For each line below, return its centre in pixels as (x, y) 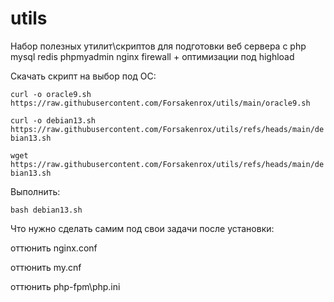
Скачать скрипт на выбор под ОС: (83, 76)
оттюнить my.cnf (46, 267)
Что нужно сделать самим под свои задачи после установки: (142, 228)
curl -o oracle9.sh (51, 94)
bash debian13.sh (46, 210)
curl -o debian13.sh (53, 120)
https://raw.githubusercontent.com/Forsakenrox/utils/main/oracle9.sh (160, 103)
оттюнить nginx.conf (54, 248)
